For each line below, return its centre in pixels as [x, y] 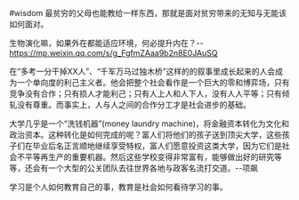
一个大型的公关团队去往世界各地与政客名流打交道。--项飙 [153, 168]
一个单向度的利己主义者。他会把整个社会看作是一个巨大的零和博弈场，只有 [153, 82]
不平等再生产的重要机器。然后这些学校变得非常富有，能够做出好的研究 [145, 157]
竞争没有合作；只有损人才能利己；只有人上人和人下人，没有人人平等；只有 [145, 93]
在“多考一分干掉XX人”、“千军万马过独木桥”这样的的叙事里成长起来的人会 [142, 71]
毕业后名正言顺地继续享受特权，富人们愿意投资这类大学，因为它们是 [157, 146]
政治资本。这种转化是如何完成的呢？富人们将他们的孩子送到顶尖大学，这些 [145, 135]
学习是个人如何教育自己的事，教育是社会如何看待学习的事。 [118, 187]
